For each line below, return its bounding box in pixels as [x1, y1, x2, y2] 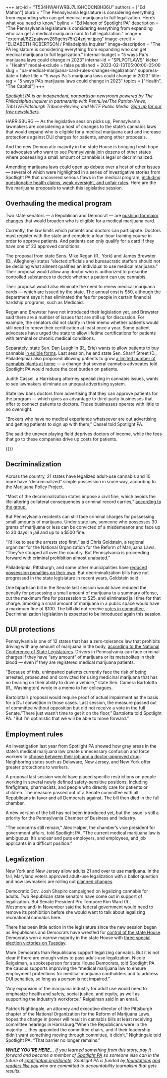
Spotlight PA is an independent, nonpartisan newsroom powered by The [5, 93, 153, 99]
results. [5, 1068, 21, 1074]
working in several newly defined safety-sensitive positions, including [5, 779, 148, 785]
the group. [5, 504, 27, 510]
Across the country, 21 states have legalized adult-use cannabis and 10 [5, 473, 151, 479]
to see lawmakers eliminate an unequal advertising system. [5, 380, 126, 386]
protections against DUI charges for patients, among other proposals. [5, 134, 148, 140]
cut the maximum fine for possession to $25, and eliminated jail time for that [5, 595, 161, 601]
